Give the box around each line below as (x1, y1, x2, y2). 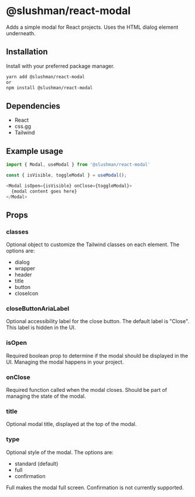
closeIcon (14, 290, 39, 297)
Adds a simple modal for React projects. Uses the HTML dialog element (6, 23, 179, 31)
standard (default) (14, 460, 59, 467)
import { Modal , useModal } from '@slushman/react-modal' (6, 162, 150, 167)
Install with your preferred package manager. (6, 62, 115, 69)
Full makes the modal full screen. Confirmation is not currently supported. (6, 483, 184, 491)
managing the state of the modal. (6, 392, 86, 399)
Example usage (6, 146, 63, 156)
